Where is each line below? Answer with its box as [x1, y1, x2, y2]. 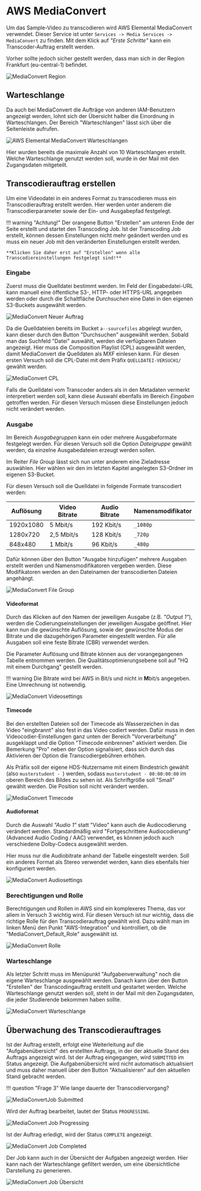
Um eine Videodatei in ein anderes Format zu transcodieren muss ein [6, 194, 176, 201]
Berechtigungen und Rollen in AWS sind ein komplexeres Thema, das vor [6, 905, 186, 912]
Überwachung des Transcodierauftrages [6, 1025, 162, 1035]
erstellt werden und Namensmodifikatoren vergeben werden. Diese [6, 562, 172, 569]
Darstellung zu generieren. [6, 1167, 72, 1174]
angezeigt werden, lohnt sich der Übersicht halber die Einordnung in [6, 112, 175, 119]
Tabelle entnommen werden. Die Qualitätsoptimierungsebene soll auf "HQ [6, 657, 188, 664]
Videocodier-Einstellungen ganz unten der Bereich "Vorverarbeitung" [6, 733, 178, 740]
